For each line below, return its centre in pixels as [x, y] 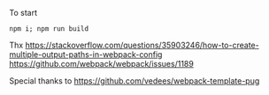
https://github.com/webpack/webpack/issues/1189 [102, 64]
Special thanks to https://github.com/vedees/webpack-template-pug [134, 81]
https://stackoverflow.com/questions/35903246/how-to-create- [142, 45]
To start [23, 13]
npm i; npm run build [49, 29]
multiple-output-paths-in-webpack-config [86, 55]
